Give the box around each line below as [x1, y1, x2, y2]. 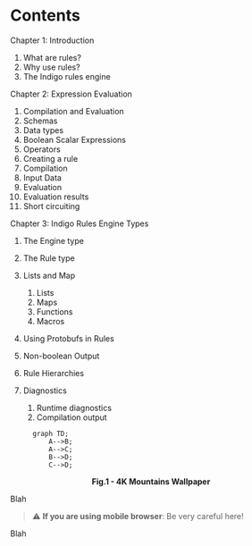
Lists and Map [22, 270, 75, 281]
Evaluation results [22, 191, 89, 202]
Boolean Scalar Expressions [22, 134, 126, 145]
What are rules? [22, 52, 81, 63]
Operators [22, 144, 61, 155]
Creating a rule [22, 153, 79, 164]
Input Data [22, 172, 62, 183]
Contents [10, 5, 81, 26]
